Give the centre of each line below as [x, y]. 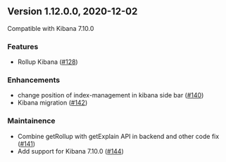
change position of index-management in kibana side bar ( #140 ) [111, 95]
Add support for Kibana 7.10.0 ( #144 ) [71, 151]
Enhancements [34, 80]
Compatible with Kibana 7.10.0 [51, 28]
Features [23, 46]
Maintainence [31, 121]
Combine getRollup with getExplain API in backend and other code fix [118, 136]
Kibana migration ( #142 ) [52, 103]
